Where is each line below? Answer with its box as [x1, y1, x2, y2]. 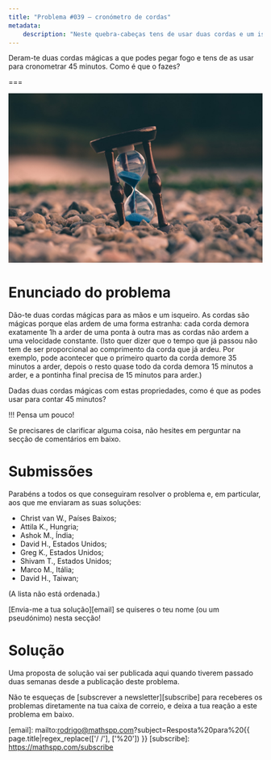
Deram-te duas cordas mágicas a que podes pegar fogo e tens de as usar [8, 53, 254, 63]
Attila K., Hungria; [19, 521, 79, 532]
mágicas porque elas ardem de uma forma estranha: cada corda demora [8, 319, 250, 328]
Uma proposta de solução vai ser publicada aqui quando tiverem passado [8, 668, 254, 678]
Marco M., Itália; [19, 565, 74, 574]
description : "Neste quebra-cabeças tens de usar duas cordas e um [23, 30, 254, 38]
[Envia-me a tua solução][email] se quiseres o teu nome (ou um [8, 604, 219, 614]
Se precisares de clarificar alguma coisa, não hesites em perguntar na [8, 425, 241, 435]
